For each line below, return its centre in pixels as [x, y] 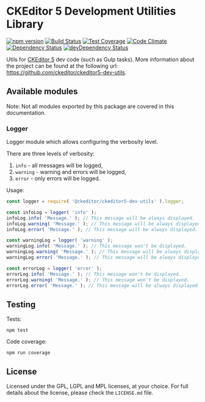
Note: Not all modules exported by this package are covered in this [90, 106]
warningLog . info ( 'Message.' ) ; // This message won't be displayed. [97, 246]
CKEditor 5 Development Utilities [91, 11]
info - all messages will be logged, [59, 165]
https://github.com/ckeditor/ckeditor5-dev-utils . [67, 72]
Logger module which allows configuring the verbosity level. [82, 142]
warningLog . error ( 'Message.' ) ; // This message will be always [91, 257]
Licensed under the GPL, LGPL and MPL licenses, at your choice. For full [98, 386]
